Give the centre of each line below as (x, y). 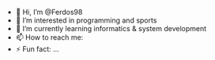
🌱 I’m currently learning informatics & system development (111, 28)
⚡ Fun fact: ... (37, 49)
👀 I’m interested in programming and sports (86, 20)
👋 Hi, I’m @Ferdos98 (49, 12)
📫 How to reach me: (49, 37)
